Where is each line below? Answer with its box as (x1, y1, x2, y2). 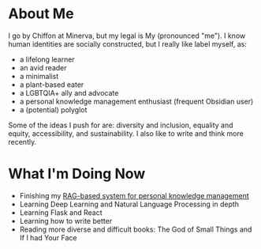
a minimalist (19, 71, 59, 81)
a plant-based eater (19, 80, 84, 89)
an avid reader (19, 62, 67, 72)
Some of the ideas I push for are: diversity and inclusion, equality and (8, 120, 234, 130)
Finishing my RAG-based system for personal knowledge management (19, 191, 250, 200)
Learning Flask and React (19, 207, 103, 217)
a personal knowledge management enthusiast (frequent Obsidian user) (19, 96, 254, 106)
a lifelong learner (19, 55, 75, 64)
